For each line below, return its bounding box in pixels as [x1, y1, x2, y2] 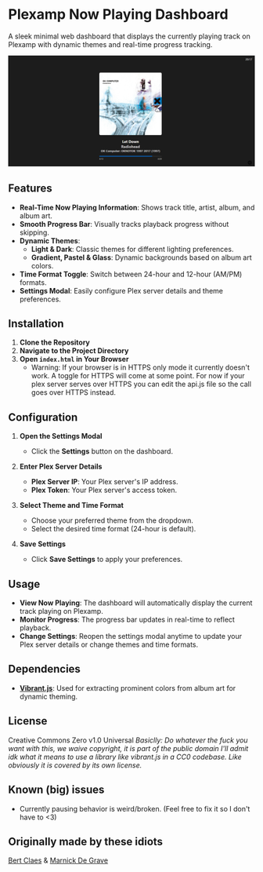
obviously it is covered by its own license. [8, 760, 142, 770]
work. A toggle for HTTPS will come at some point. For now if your [31, 371, 245, 381]
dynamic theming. [19, 691, 78, 701]
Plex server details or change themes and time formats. [19, 640, 199, 649]
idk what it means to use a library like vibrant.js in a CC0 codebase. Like [8, 752, 243, 761]
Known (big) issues [8, 783, 105, 797]
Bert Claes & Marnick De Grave [8, 856, 108, 865]
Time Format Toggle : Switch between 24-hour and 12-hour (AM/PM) [19, 269, 243, 279]
